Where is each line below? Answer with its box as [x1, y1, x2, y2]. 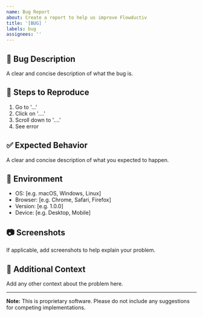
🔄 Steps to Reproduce [6, 87, 89, 97]
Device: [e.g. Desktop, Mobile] [14, 209, 91, 217]
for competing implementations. [6, 304, 86, 311]
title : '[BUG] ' [6, 20, 47, 26]
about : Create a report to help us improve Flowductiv [6, 15, 147, 21]
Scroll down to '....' [14, 116, 62, 123]
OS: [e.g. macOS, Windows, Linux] [14, 190, 101, 197]
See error [14, 122, 39, 130]
